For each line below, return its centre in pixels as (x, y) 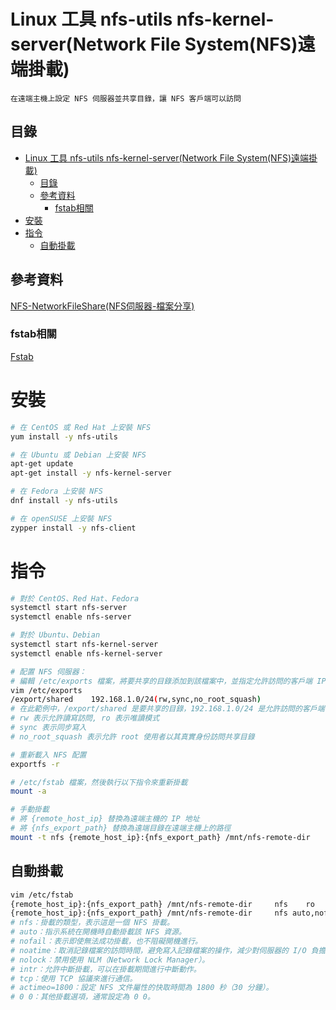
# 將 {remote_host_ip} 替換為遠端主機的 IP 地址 (105, 819)
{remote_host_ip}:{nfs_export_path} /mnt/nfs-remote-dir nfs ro (162, 904)
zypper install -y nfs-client (73, 528)
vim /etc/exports (46, 690)
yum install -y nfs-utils (64, 436)
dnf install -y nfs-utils (64, 501)
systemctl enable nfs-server (71, 617)
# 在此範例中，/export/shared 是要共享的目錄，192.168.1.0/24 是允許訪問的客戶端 (167, 709)
